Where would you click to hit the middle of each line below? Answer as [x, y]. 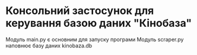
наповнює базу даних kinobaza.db [49, 46]
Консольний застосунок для [80, 11]
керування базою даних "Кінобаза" [99, 23]
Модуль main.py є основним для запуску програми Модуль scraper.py [95, 39]
